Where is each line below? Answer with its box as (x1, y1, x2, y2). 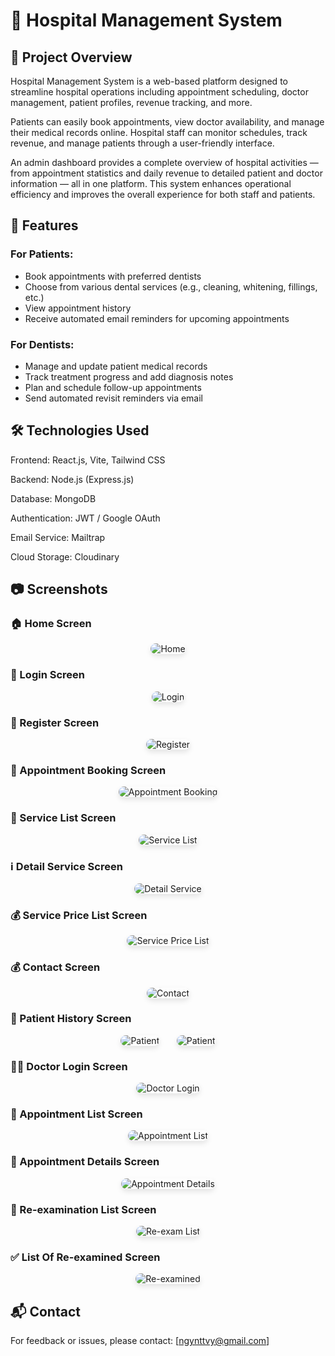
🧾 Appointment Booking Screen (10, 764, 167, 777)
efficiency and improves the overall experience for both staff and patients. (10, 189, 316, 200)
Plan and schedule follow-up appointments (24, 381, 202, 393)
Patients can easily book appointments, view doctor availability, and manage (10, 116, 325, 128)
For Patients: (10, 247, 74, 261)
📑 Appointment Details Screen (10, 1155, 160, 1169)
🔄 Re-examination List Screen (10, 1202, 157, 1216)
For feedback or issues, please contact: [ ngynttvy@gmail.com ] (10, 1335, 270, 1347)
